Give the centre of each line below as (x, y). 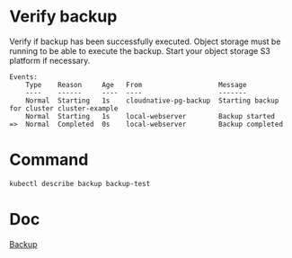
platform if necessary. (50, 60)
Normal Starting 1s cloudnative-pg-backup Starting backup (152, 101)
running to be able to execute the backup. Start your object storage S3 (140, 50)
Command (49, 160)
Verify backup (63, 17)
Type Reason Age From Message (136, 85)
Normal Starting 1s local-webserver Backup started (150, 116)
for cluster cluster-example (64, 108)
